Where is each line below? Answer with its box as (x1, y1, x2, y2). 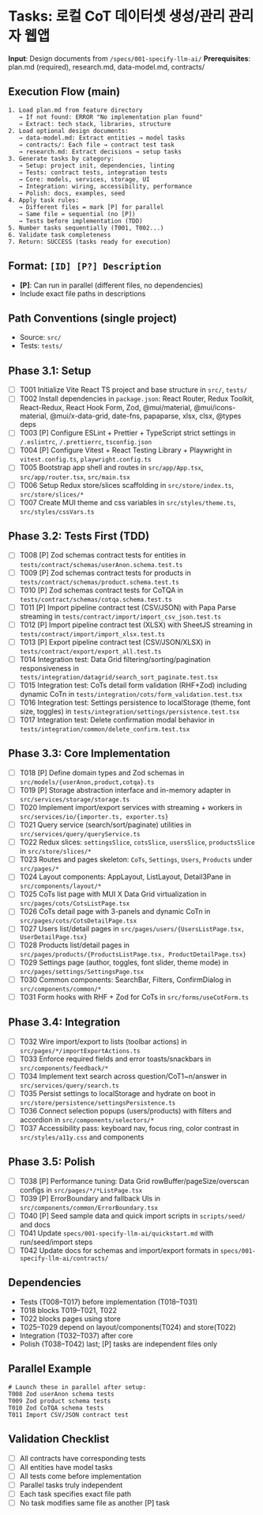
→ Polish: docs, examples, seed (18, 189, 126, 197)
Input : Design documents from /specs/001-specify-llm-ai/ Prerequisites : (8, 53, 251, 63)
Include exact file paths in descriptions (19, 288, 146, 298)
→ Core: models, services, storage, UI (18, 175, 150, 183)
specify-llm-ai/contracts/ (19, 1254, 109, 1263)
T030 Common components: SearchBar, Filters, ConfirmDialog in (19, 975, 231, 984)
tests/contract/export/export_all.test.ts (19, 647, 162, 656)
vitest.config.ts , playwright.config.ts (19, 455, 152, 464)
